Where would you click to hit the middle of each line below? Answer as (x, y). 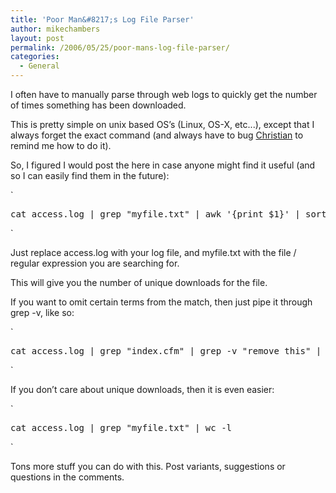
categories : (35, 57)
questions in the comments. (67, 477)
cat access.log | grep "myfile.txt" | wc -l (121, 427)
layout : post (37, 38)
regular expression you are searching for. (95, 263)
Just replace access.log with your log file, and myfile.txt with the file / (153, 252)
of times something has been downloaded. (98, 105)
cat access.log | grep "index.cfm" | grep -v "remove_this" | (166, 351)
